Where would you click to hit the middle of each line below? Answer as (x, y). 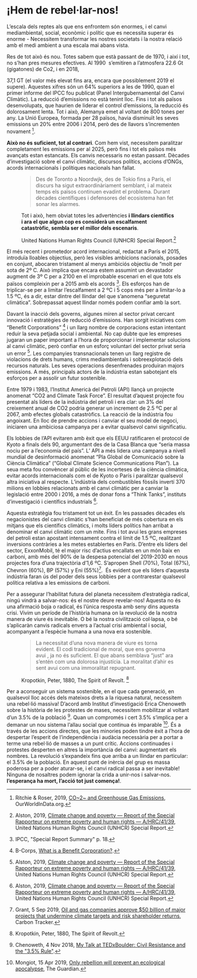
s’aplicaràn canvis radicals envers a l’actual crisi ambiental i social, (87, 625)
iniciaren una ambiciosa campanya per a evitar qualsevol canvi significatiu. (97, 427)
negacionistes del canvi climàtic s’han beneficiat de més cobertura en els (95, 519)
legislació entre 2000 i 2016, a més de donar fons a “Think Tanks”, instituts (96, 494)
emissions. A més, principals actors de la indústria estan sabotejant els (92, 372)
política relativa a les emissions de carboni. (58, 582)
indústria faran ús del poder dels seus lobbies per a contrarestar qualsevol (96, 576)
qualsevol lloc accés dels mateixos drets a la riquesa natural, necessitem (94, 698)
